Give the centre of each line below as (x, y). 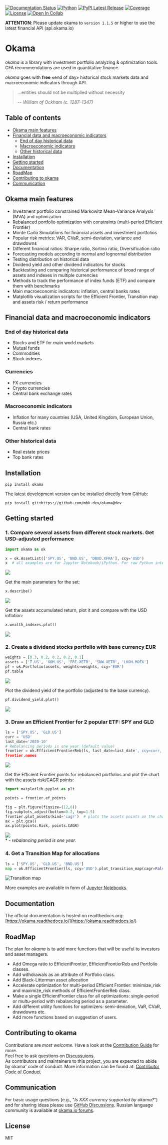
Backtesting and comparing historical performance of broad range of (83, 270)
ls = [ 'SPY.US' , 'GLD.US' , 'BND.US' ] (44, 864)
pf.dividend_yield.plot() (32, 699)
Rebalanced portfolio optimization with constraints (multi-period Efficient (87, 222)
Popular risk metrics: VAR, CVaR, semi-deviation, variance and (76, 238)
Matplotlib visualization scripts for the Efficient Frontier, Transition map (85, 297)
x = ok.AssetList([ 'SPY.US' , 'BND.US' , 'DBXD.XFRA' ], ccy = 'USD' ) (74, 558)
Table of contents (33, 118)
